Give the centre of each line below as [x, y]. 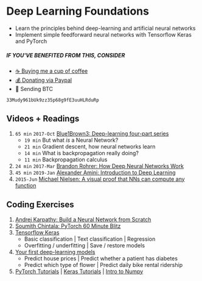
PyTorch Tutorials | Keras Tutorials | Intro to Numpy [79, 271]
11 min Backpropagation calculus [66, 159]
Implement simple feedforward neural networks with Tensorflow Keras [103, 34]
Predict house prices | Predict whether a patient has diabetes [101, 258]
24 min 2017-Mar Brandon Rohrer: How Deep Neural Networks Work [99, 166]
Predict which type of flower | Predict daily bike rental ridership [103, 265]
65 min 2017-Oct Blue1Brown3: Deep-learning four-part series [92, 133]
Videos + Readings [43, 119]
